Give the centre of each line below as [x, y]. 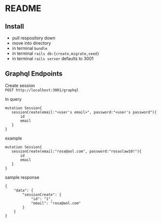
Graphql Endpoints [34, 74]
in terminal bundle [29, 48]
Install [15, 26]
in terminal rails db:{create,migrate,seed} [56, 53]
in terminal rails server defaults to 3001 [53, 58]
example [14, 138]
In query [13, 99]
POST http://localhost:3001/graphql [42, 90]
